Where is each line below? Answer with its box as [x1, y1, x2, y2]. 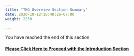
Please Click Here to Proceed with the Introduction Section [5, 46, 129, 52]
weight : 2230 [5, 16, 32, 21]
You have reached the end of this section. [5, 34, 91, 40]
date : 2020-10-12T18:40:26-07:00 [5, 12, 75, 17]
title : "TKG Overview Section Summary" [5, 7, 88, 12]
